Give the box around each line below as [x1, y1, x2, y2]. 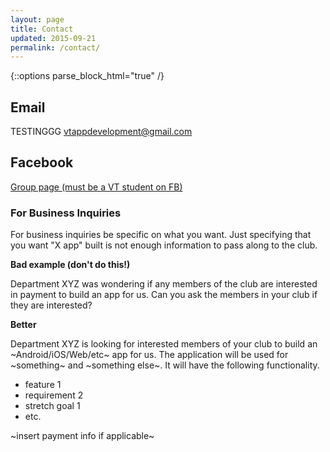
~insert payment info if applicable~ [10, 430, 155, 442]
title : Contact [10, 24, 74, 34]
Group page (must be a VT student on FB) [10, 181, 183, 193]
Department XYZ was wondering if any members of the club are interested [10, 278, 318, 290]
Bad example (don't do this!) [10, 259, 131, 271]
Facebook [10, 154, 74, 171]
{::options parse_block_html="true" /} [10, 70, 165, 82]
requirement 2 [24, 389, 84, 401]
